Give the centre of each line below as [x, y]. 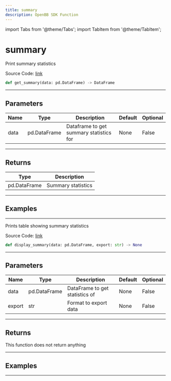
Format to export [87, 303]
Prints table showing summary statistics [47, 226]
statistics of [81, 295]
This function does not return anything [46, 345]
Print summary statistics [31, 63]
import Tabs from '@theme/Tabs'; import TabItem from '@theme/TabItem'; [83, 29]
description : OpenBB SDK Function [42, 15]
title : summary [21, 10]
